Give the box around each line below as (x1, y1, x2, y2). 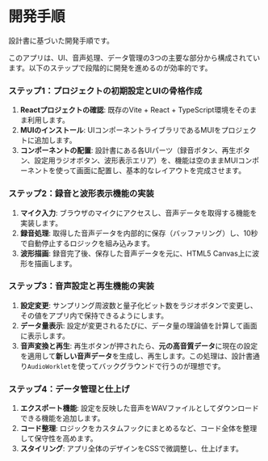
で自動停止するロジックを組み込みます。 (19, 238, 155, 247)
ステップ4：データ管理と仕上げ (8, 383, 131, 395)
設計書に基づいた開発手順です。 (8, 36, 115, 45)
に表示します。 (19, 331, 70, 340)
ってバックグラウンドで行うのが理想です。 (84, 361, 226, 370)
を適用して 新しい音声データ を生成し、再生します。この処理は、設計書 (19, 351, 253, 361)
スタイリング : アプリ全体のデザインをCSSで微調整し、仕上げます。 (19, 444, 244, 454)
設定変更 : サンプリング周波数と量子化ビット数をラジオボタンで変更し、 (19, 300, 258, 310)
